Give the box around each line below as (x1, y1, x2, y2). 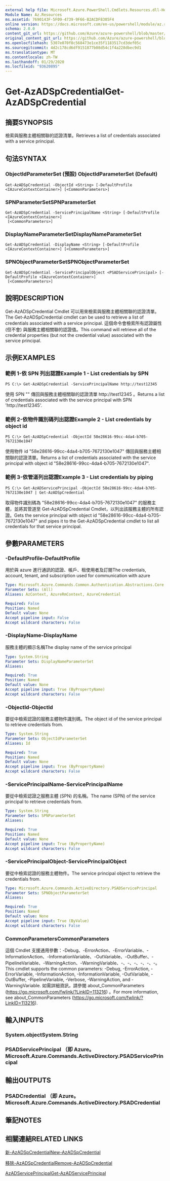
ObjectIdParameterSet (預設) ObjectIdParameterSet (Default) (5, 170, 158, 178)
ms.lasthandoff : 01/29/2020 (5, 59, 65, 64)
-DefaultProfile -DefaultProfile (5, 555, 80, 562)
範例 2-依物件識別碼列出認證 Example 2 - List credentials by (5, 416, 152, 423)
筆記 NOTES (5, 1116, 42, 1124)
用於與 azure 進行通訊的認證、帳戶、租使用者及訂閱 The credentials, (5, 567, 147, 573)
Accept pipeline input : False (5, 615, 69, 620)
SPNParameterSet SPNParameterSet (5, 198, 96, 205)
